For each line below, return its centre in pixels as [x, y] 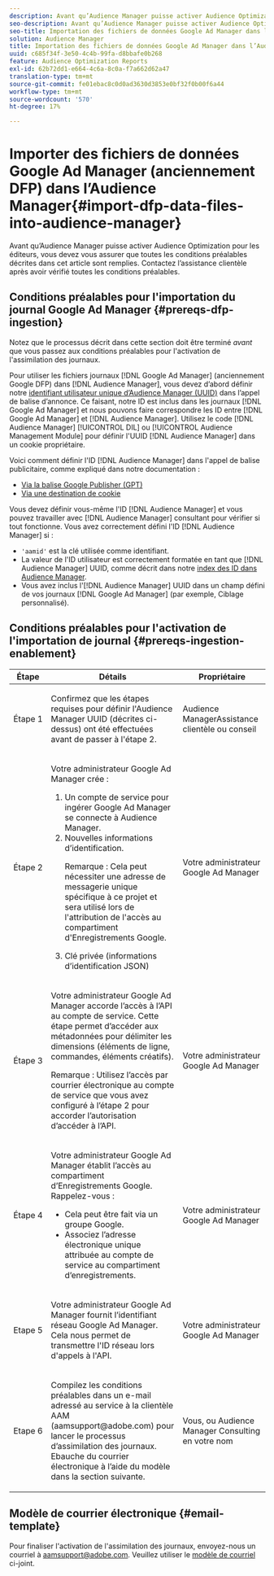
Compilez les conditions [97, 1385]
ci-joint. [22, 1563]
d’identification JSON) [107, 966]
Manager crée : [80, 779]
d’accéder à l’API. [83, 1125]
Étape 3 [28, 1060]
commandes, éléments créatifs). [112, 1056]
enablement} [43, 654]
